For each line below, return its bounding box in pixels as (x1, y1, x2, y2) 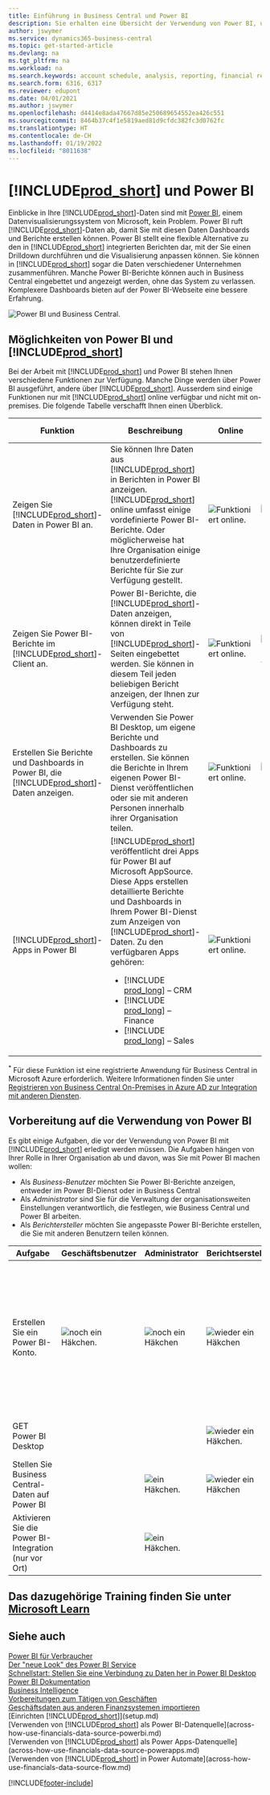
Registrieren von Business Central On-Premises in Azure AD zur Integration (8, 1082, 257, 1092)
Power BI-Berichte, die (109, 588, 197, 599)
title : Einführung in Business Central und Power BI (8, 11, 189, 20)
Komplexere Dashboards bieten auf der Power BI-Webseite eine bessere (8, 285, 247, 295)
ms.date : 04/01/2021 (8, 94, 78, 102)
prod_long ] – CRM (124, 985, 192, 996)
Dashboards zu (109, 742, 168, 754)
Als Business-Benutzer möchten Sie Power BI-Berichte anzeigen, (19, 1177, 235, 1186)
